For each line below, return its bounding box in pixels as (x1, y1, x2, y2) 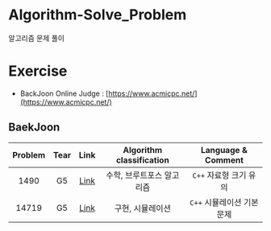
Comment (204, 155, 244, 166)
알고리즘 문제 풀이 (8, 33, 65, 43)
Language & (200, 144, 248, 155)
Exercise (8, 62, 68, 80)
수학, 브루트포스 (106, 169, 163, 180)
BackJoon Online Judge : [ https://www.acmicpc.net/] (19, 89, 198, 98)
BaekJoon (8, 121, 60, 134)
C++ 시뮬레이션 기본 (189, 196, 260, 208)
